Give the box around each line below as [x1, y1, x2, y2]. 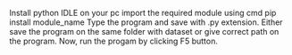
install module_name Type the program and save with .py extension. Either [9, 17, 283, 27]
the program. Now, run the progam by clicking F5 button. [9, 35, 219, 46]
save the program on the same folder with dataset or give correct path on [9, 27, 279, 36]
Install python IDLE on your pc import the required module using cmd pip [9, 8, 277, 18]
